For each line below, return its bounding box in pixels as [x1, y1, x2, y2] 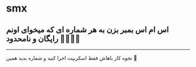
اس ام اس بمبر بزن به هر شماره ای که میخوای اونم [6, 25, 169, 35]
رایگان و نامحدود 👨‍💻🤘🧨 [6, 33, 80, 43]
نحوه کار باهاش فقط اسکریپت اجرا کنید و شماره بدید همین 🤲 [6, 54, 138, 61]
